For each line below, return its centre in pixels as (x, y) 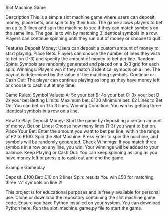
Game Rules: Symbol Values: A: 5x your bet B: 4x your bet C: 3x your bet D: (83, 95)
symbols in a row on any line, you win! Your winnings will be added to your (82, 147)
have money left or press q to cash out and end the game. (65, 158)
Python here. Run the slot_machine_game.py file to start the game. (74, 208)
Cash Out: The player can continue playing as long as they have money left (82, 80)
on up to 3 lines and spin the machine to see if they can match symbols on (82, 28)
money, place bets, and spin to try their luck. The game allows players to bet (84, 22)
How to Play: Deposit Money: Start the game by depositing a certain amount (83, 121)
